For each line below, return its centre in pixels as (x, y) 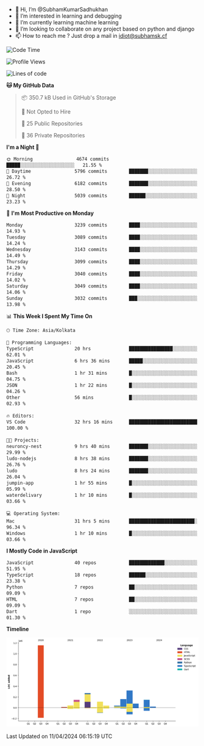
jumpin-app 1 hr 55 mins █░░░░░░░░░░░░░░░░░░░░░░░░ (102, 483)
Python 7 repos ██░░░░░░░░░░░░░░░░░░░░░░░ (102, 587)
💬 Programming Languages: (39, 342)
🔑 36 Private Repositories (53, 135)
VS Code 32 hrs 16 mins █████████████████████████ (102, 422)
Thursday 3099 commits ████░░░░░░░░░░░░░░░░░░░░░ (102, 262)
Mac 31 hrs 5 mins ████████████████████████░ (102, 521)
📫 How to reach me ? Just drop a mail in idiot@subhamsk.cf (91, 36)
